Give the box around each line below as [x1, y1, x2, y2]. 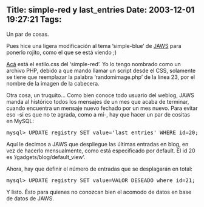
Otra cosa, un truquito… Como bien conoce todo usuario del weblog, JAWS [6, 91, 194, 99]
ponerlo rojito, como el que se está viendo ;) [6, 49, 117, 56]
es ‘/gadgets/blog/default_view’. [6, 153, 86, 160]
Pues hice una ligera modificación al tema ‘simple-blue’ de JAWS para [6, 42, 182, 49]
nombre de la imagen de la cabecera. [6, 80, 100, 87]
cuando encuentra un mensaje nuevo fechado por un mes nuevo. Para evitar [6, 104, 198, 112]
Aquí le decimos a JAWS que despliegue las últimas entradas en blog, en [6, 140, 189, 148]
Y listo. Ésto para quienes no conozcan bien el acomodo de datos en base [6, 188, 192, 195]
